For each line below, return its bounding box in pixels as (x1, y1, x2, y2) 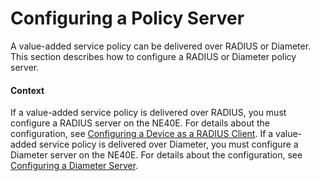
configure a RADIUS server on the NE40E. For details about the (10, 117, 271, 129)
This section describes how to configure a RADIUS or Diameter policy (10, 50, 297, 62)
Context (10, 84, 45, 96)
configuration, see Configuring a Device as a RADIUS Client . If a (10, 128, 274, 140)
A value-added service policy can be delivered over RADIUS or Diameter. (10, 40, 312, 52)
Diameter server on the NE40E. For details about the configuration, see (10, 149, 303, 161)
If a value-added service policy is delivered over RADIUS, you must (10, 107, 287, 119)
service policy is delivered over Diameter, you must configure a (38, 138, 299, 151)
